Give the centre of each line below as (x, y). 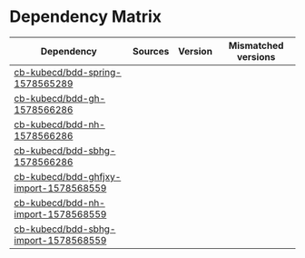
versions (256, 56)
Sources (151, 51)
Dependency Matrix (85, 17)
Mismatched (256, 45)
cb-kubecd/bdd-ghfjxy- (68, 176)
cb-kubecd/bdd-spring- (68, 72)
